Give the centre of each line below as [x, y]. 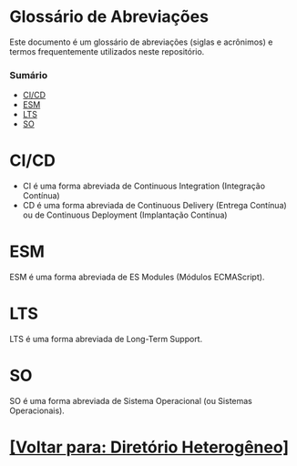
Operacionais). [37, 410]
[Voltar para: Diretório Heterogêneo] [149, 447]
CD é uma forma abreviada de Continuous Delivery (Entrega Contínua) [154, 206]
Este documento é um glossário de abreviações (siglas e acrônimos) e [141, 42]
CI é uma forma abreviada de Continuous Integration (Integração [144, 186]
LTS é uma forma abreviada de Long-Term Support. [106, 339]
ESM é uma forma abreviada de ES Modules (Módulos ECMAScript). [137, 277]
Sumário [29, 75]
